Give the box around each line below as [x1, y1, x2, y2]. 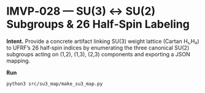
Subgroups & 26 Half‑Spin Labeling [6, 17, 190, 31]
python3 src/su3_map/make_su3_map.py [6, 81, 103, 87]
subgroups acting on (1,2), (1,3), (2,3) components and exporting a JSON [6, 50, 190, 58]
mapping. [6, 57, 31, 64]
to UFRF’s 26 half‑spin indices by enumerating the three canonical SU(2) [6, 44, 190, 51]
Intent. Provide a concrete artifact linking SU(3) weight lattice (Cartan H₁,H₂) [6, 37, 199, 45]
